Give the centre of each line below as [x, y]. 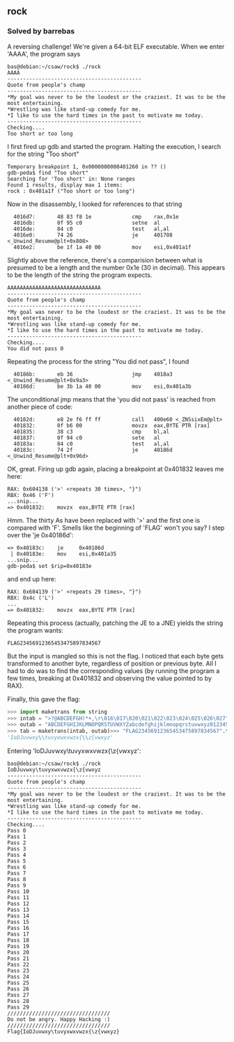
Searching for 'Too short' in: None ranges [71, 179]
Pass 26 [18, 989]
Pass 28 [18, 1002]
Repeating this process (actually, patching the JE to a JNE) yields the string [115, 623]
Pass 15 [18, 922]
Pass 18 [18, 940]
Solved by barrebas [41, 31]
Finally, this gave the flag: [44, 699]
